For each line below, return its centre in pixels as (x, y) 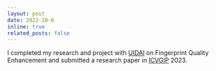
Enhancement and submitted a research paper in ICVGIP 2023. (98, 61)
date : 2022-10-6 (31, 20)
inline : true (26, 26)
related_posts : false (39, 33)
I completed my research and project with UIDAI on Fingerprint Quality (108, 53)
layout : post (26, 14)
